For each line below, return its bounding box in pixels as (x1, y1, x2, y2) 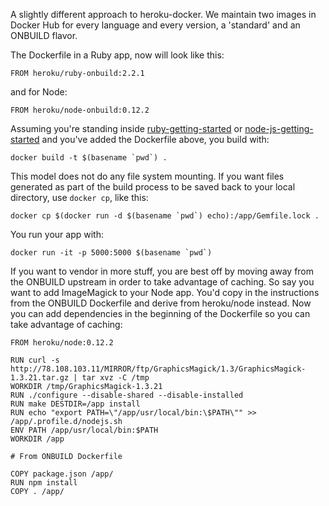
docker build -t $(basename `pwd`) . (10, 153, 168, 163)
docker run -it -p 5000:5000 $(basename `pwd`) (10, 248, 213, 258)
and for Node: (10, 86, 68, 98)
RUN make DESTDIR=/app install (10, 399, 141, 409)
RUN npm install (10, 478, 78, 488)
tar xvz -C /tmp (81, 373, 150, 383)
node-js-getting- (244, 123, 314, 134)
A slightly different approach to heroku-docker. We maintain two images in (10, 9, 317, 20)
